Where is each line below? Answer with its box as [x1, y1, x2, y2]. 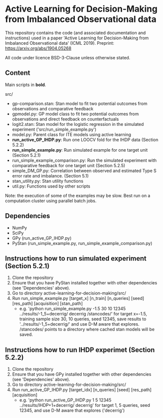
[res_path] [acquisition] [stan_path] [12, 300, 83, 307]
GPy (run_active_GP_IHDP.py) [12, 235, 72, 241]
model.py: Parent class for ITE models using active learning [12, 131, 131, 137]
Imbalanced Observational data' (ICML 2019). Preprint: [5, 40, 114, 46]
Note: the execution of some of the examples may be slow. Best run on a [5, 192, 151, 198]
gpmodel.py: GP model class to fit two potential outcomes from [12, 111, 139, 117]
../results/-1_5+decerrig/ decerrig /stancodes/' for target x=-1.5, [19, 311, 147, 317]
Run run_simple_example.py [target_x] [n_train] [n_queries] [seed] [12, 296, 145, 301]
